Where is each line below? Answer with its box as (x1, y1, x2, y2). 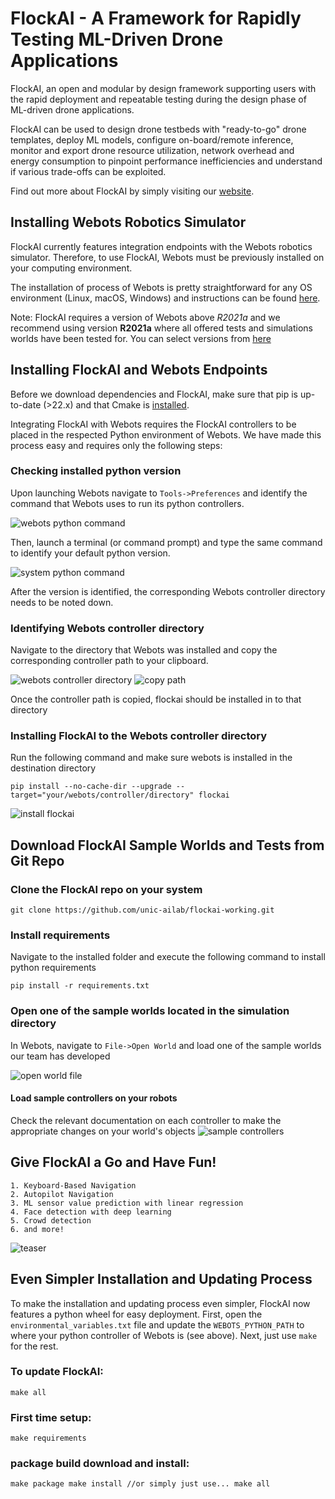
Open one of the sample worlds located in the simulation (10, 1004, 290, 1018)
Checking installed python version (10, 464, 182, 478)
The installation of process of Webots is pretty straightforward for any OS (10, 281, 313, 293)
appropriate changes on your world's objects (10, 1125, 196, 1137)
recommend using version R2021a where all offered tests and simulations (10, 322, 313, 334)
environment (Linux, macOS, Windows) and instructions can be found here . (10, 292, 321, 304)
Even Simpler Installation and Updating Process (10, 1271, 313, 1288)
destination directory (10, 762, 97, 774)
